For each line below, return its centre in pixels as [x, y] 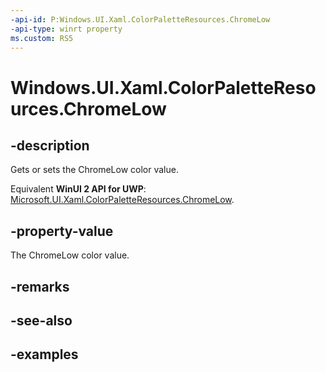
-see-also [41, 320]
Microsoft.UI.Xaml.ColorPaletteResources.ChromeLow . [122, 200]
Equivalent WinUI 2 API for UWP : [78, 189]
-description [50, 145]
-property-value [62, 231]
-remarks [40, 286]
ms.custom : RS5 [42, 38]
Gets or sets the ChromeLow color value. [94, 170]
